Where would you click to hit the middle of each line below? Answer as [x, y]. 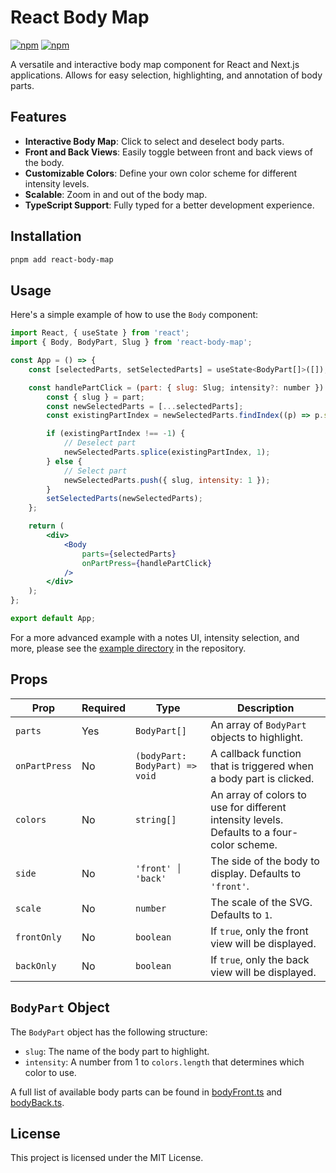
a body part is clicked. [262, 778]
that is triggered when [262, 766]
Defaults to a [240, 832]
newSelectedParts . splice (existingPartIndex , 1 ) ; [167, 452]
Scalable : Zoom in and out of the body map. [116, 194]
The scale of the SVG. [261, 902]
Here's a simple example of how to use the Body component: [134, 315]
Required [103, 708]
